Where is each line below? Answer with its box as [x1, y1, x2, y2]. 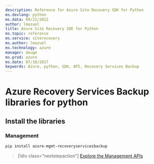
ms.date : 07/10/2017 [5, 59, 49, 64]
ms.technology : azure [5, 45, 51, 50]
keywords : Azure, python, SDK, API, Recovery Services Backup [5, 64, 139, 69]
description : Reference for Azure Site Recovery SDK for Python [5, 7, 144, 13]
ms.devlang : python [5, 12, 47, 17]
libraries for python [5, 97, 88, 108]
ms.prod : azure [5, 54, 37, 60]
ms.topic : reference [5, 31, 49, 36]
